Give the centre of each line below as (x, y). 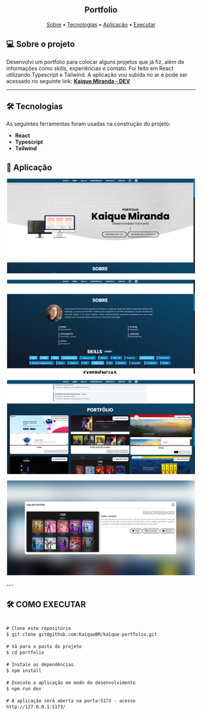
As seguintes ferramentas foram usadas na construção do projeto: (88, 124)
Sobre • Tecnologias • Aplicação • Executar (101, 24)
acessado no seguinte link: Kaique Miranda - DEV (68, 81)
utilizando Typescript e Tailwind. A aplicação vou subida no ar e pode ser (97, 74)
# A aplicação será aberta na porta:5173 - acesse (71, 701)
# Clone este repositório (38, 628)
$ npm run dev (24, 689)
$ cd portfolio (25, 652)
